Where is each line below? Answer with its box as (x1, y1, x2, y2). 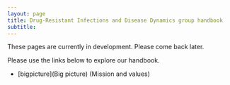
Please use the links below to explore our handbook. (7, 56, 161, 65)
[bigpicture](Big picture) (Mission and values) (17, 70, 151, 78)
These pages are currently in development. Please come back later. (7, 43, 205, 51)
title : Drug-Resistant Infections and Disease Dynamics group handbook (7, 17, 223, 24)
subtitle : (7, 23, 37, 30)
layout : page (7, 10, 46, 18)
